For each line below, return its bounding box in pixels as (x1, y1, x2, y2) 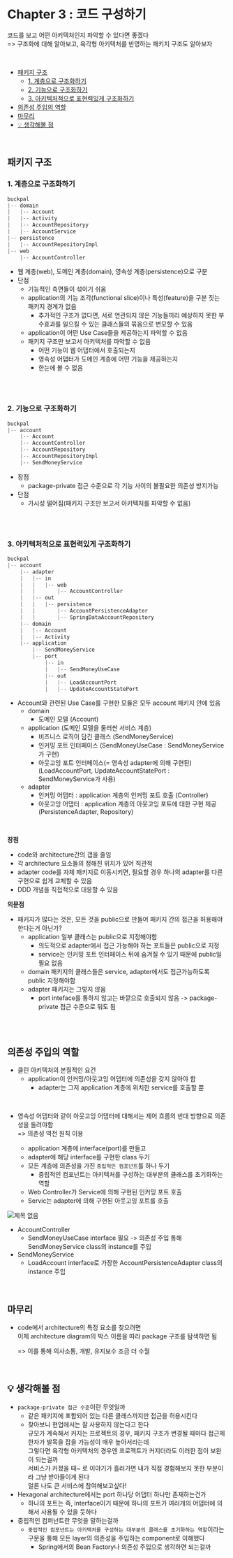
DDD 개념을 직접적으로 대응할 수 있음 (17, 885, 119, 894)
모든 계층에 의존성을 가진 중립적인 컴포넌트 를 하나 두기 (27, 1162, 170, 1170)
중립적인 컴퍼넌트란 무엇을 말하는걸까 (17, 1516, 119, 1524)
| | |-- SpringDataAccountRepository (20, 613, 155, 621)
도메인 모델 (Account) (38, 715, 99, 724)
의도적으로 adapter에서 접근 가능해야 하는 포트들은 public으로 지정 (38, 941, 220, 950)
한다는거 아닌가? (17, 924, 63, 932)
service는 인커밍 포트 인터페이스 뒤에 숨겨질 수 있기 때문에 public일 (38, 950, 222, 959)
